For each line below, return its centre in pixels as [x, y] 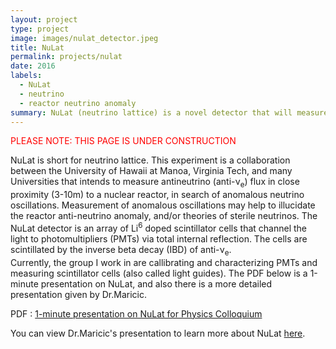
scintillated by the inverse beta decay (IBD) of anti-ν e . [121, 250]
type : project [40, 29]
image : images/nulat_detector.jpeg [84, 38]
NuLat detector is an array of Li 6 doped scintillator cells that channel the [158, 227]
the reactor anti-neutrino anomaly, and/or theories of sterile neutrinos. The [164, 216]
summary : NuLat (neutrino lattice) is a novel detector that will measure [169, 112]
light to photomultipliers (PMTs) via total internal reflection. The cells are [159, 238]
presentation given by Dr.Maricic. [78, 294]
